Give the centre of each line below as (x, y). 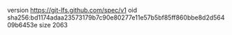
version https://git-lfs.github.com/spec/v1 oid (72, 10)
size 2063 (53, 25)
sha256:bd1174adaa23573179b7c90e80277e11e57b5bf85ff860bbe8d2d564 (116, 17)
